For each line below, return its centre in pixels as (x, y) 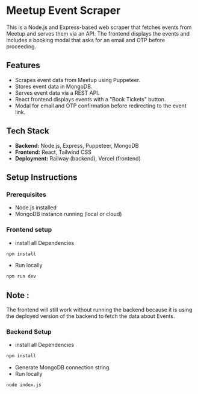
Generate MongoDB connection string (62, 367)
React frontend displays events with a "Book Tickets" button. (90, 99)
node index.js (24, 385)
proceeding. (21, 46)
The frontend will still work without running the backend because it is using (99, 310)
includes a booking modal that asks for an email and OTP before (86, 40)
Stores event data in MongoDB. (54, 86)
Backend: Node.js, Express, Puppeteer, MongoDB (77, 145)
